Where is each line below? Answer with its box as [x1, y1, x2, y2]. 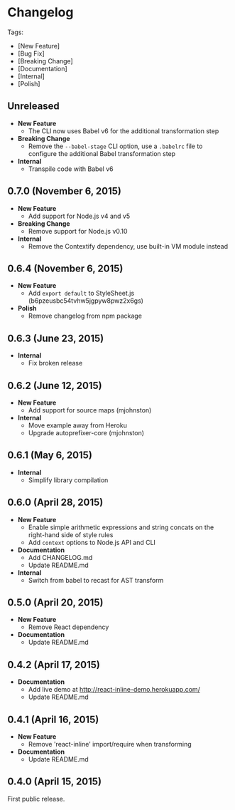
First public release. [7, 794, 65, 803]
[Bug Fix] [17, 49, 45, 58]
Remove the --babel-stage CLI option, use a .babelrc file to [28, 142, 203, 150]
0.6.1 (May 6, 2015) [7, 450, 92, 462]
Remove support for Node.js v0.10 [28, 227, 128, 235]
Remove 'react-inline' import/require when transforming [28, 740, 192, 749]
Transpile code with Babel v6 [28, 165, 114, 173]
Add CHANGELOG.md [28, 553, 93, 561]
